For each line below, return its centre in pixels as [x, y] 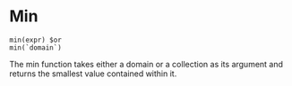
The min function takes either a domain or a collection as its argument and [146, 64]
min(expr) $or [36, 40]
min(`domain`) [36, 47]
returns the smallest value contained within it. [93, 74]
